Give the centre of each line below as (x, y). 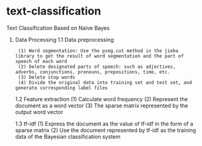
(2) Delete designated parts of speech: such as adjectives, (97, 67)
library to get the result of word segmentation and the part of (99, 56)
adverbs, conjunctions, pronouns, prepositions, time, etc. (93, 72)
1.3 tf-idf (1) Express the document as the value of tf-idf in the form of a (104, 124)
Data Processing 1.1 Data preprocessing (64, 39)
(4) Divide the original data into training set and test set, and (105, 82)
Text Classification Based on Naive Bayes (58, 28)
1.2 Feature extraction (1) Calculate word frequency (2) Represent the (101, 99)
